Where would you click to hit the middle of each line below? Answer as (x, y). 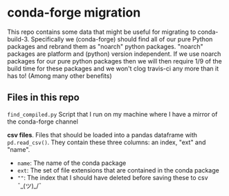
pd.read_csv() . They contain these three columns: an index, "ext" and (107, 142)
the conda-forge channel (43, 121)
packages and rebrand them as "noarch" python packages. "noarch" (105, 46)
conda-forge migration (74, 13)
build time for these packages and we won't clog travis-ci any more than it (113, 68)
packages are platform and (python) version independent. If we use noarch (114, 54)
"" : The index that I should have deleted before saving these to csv (113, 177)
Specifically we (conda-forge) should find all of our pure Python (122, 39)
